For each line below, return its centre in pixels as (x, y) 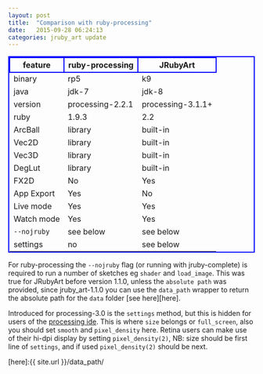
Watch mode (37, 219)
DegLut (27, 168)
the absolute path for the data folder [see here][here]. (95, 298)
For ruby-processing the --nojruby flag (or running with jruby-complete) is (128, 265)
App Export (34, 194)
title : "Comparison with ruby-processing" (80, 23)
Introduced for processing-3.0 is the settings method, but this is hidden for (130, 314)
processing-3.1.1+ (177, 104)
